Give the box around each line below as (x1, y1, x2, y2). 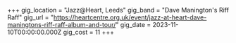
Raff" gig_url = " (7, 13, 54, 21)
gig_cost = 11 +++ (63, 28, 115, 36)
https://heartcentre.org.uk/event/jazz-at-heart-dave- (53, 13, 207, 21)
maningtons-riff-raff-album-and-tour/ (7, 21, 116, 28)
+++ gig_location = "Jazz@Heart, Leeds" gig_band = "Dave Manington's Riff (7, 6, 229, 14)
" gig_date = (116, 21, 151, 28)
